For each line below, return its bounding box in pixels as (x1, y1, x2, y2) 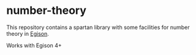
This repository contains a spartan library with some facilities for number (6, 24, 190, 31)
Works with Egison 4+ (6, 42, 62, 49)
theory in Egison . (6, 30, 49, 37)
